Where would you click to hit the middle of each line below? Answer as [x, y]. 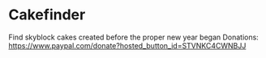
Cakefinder [47, 15]
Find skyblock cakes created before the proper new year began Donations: [134, 37]
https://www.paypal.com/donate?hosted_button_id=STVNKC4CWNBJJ [127, 45]
